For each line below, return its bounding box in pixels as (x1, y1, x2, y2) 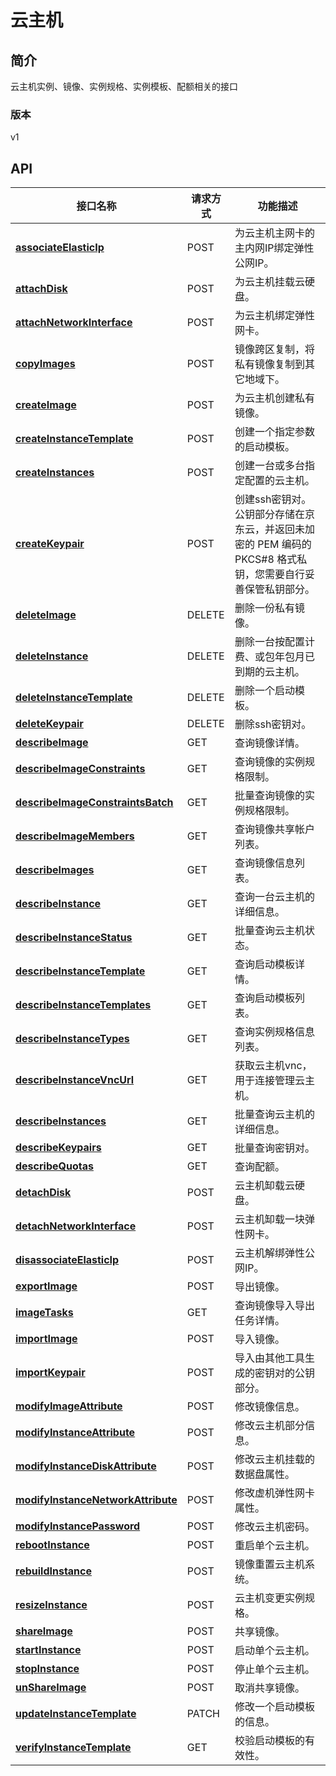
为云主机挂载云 (234, 275, 305, 289)
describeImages (15, 863, 95, 877)
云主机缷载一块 (234, 1212, 305, 1226)
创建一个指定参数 (234, 425, 315, 439)
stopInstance (15, 1662, 80, 1676)
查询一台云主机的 (234, 890, 315, 904)
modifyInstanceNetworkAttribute (15, 1493, 178, 1507)
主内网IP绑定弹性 (234, 241, 315, 255)
